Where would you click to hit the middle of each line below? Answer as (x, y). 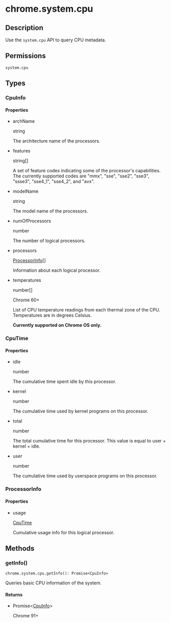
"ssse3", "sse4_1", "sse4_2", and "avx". (54, 181)
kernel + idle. (27, 446)
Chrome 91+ (26, 616)
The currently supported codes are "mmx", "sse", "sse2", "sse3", (81, 176)
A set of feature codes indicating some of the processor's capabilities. (87, 171)
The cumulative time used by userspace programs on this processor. (85, 476)
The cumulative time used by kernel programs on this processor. (80, 411)
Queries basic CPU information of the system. (54, 583)
